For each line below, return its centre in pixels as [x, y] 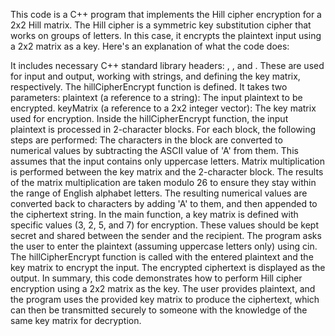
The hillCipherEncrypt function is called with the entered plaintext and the [162, 257]
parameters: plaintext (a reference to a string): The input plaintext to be [156, 97]
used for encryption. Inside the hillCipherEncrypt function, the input [149, 118]
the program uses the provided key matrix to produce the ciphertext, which [165, 299]
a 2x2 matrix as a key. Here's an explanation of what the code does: [150, 46]
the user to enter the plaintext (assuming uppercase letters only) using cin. [164, 246]
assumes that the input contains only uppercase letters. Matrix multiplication [168, 161]
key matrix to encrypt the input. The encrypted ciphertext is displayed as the [168, 267]
